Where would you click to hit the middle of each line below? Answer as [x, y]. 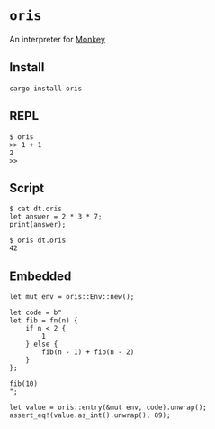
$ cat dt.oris [36, 209]
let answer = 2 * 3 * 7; [56, 217]
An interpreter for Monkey [58, 39]
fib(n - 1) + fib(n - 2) [88, 352]
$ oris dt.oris [38, 241]
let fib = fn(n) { [44, 321]
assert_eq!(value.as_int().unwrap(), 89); [90, 415]
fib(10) [24, 384]
